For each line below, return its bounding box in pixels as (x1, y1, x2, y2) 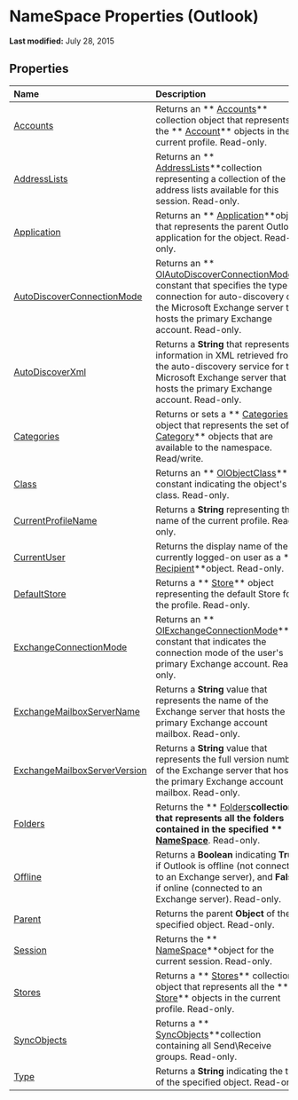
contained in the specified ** (154, 823, 283, 835)
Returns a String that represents (154, 337, 290, 350)
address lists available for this (154, 184, 279, 196)
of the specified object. (154, 1076, 253, 1088)
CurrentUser (13, 550, 66, 563)
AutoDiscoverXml (13, 366, 87, 378)
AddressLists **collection (154, 162, 263, 174)
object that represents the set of (154, 419, 290, 431)
